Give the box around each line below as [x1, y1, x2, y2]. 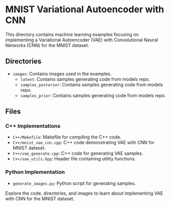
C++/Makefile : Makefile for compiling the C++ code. [12, 134, 121, 140]
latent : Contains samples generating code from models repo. [20, 76, 151, 82]
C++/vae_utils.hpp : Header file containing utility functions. [12, 156, 136, 162]
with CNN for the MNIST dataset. [5, 195, 75, 201]
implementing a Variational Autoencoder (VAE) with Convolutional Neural [5, 37, 158, 43]
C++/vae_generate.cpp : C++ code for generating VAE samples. [12, 150, 143, 156]
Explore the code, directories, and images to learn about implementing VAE [5, 190, 163, 196]
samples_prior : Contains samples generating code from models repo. [20, 92, 166, 98]
